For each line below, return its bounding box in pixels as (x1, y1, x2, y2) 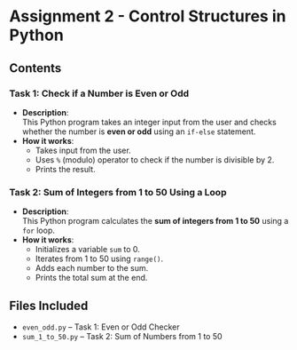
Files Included (9, 298, 89, 313)
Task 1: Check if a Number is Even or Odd (9, 87, 190, 99)
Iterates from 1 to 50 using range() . (35, 253, 164, 264)
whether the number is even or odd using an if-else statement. (21, 126, 256, 137)
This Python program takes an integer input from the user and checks (21, 116, 277, 127)
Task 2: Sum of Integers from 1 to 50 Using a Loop (9, 186, 227, 198)
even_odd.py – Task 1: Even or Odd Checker (21, 322, 180, 332)
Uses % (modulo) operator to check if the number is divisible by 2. (35, 154, 275, 165)
